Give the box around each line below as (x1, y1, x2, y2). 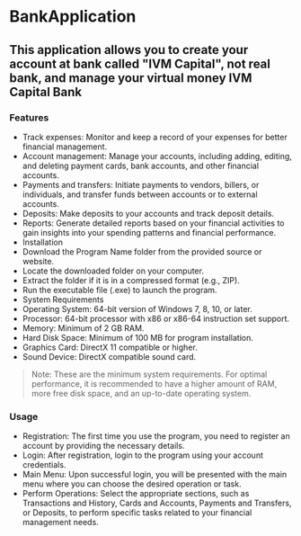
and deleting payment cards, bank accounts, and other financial (22, 160, 259, 171)
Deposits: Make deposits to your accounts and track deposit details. (22, 208, 275, 219)
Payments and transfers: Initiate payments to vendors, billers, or (22, 179, 260, 190)
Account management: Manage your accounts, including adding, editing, (22, 150, 292, 161)
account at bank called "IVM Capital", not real (9, 56, 271, 71)
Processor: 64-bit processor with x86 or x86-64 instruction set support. (22, 313, 290, 324)
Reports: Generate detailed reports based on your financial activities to (22, 218, 285, 228)
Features (9, 111, 49, 123)
